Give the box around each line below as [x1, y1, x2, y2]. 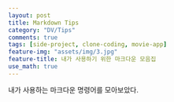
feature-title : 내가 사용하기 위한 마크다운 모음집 [8, 56, 157, 64]
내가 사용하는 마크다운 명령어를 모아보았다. [8, 85, 139, 94]
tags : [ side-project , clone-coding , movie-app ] [8, 41, 168, 49]
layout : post [8, 11, 51, 20]
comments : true [8, 33, 58, 42]
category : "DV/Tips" [8, 26, 76, 34]
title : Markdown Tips [8, 19, 80, 27]
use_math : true [8, 63, 58, 71]
